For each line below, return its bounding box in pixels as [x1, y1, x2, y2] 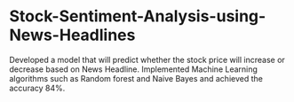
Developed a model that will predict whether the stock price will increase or [9, 54, 286, 65]
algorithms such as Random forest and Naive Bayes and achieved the [9, 73, 264, 83]
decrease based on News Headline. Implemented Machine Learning [9, 64, 258, 75]
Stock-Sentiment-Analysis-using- [9, 6, 266, 27]
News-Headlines [9, 25, 136, 45]
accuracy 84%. [9, 82, 66, 93]
